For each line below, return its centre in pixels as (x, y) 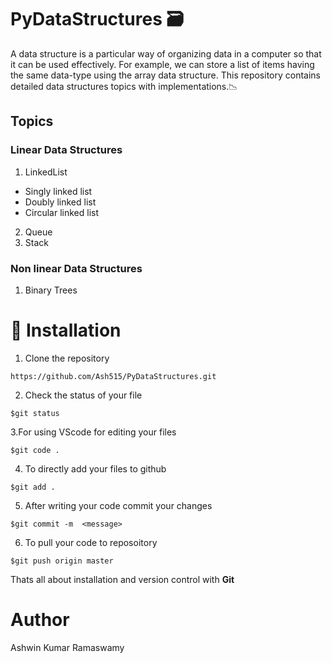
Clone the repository (67, 358)
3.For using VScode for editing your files (93, 432)
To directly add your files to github (95, 468)
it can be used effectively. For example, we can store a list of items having (162, 64)
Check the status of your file (83, 395)
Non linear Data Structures (76, 268)
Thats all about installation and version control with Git (122, 579)
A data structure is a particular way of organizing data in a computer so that (166, 53)
